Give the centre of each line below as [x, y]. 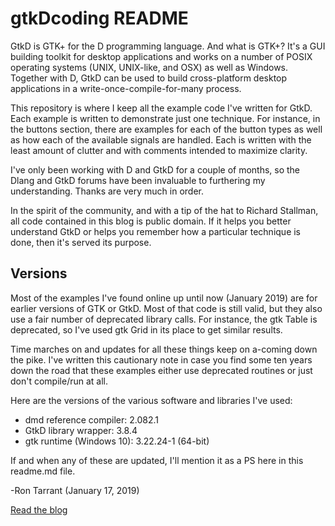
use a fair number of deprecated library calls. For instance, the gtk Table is [164, 319]
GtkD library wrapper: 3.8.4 [81, 430]
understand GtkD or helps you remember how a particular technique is [156, 231]
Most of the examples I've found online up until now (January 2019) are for [164, 298]
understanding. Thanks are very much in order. [107, 191]
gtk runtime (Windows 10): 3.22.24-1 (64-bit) [117, 441]
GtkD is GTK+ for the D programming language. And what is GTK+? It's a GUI [168, 46]
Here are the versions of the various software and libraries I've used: [151, 400]
